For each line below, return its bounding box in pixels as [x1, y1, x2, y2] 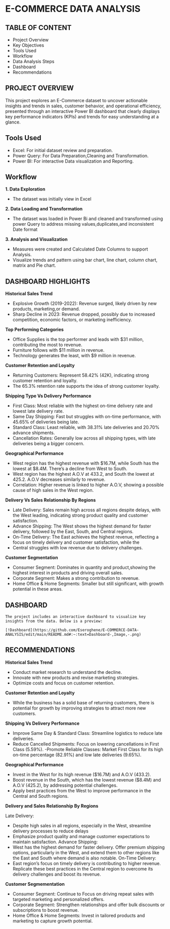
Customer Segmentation [5, 554, 58, 561]
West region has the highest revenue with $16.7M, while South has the [12, 460, 159, 467]
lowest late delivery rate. [12, 408, 64, 414]
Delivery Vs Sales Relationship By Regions [5, 497, 96, 503]
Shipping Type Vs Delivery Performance [5, 393, 92, 399]
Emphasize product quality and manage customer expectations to [12, 833, 150, 839]
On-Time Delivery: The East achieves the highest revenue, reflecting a [12, 534, 159, 540]
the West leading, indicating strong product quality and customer [12, 512, 148, 518]
